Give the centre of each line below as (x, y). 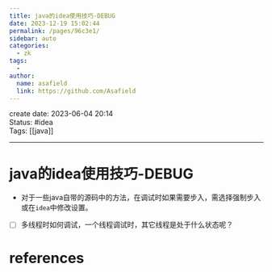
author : (22, 76)
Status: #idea (31, 123)
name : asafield (42, 83)
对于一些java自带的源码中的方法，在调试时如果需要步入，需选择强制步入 (141, 198)
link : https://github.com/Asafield (76, 91)
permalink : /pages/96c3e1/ (54, 31)
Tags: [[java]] (31, 131)
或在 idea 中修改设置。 (56, 207)
